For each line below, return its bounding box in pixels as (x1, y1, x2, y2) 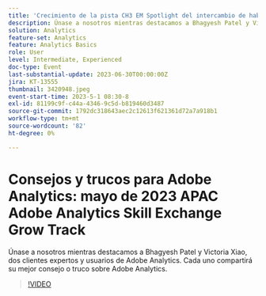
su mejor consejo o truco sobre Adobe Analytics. (8, 264, 168, 273)
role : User (8, 48, 44, 56)
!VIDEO (27, 279, 51, 289)
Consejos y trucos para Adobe (8, 170, 212, 188)
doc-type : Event (8, 63, 62, 71)
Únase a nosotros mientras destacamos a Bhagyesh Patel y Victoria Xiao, (8, 247, 248, 256)
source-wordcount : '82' (8, 122, 87, 130)
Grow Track (8, 221, 86, 238)
